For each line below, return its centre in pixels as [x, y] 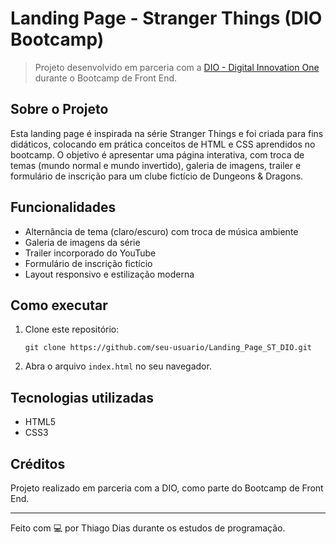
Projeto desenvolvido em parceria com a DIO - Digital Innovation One [177, 67]
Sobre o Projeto [59, 109]
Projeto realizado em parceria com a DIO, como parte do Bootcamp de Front [167, 488]
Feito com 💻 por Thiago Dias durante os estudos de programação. [148, 528]
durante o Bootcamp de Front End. [106, 78]
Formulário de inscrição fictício [88, 263]
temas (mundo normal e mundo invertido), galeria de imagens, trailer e [156, 165]
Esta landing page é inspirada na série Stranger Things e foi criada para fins [167, 133]
